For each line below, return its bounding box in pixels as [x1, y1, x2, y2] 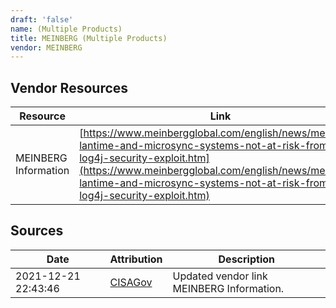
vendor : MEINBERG [10, 42, 83, 53]
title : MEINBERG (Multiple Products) [10, 33, 168, 43]
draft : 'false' [10, 14, 74, 25]
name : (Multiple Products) [10, 24, 123, 34]
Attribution [109, 252, 163, 266]
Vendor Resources [10, 79, 129, 96]
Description [218, 252, 275, 266]
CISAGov [109, 275, 153, 289]
